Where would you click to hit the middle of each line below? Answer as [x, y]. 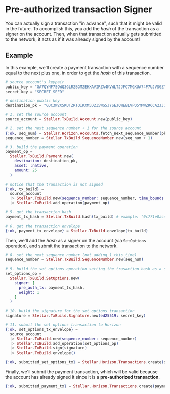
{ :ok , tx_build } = [25, 189]
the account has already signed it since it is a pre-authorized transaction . [83, 377]
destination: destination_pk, [46, 161]
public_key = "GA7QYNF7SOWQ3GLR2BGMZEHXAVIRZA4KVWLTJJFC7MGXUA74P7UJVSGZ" [86, 87]
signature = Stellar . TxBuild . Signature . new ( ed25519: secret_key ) [75, 316]
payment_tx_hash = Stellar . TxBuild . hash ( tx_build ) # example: [72, 217]
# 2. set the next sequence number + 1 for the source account [73, 128]
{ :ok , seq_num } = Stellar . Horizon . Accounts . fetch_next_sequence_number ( [83, 133]
